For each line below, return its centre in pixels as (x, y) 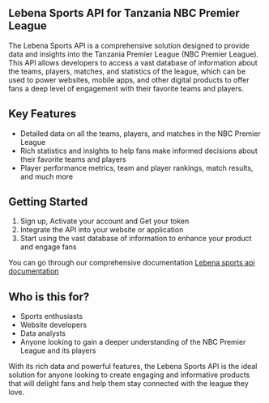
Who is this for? (49, 297)
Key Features (43, 114)
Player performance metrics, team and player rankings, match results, (137, 168)
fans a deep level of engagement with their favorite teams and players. (126, 88)
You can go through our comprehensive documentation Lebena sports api (132, 263)
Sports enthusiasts (51, 316)
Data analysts (43, 333)
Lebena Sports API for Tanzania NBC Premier (124, 13)
